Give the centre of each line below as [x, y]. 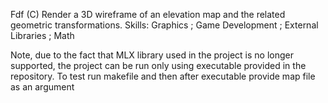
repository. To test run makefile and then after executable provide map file [163, 76]
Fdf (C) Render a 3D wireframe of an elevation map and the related [148, 14]
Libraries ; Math [42, 35]
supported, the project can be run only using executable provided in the [158, 65]
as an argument [42, 87]
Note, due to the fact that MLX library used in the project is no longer [152, 55]
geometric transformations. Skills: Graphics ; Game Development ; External [164, 25]
